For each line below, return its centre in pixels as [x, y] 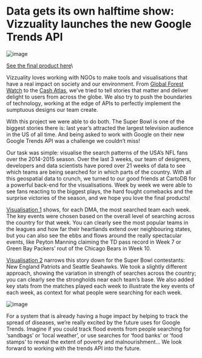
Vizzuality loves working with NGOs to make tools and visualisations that [97, 77]
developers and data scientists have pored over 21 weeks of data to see [96, 165]
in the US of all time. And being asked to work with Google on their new [96, 134]
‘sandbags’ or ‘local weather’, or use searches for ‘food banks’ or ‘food [95, 335]
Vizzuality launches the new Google [99, 24]
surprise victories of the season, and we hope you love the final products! [98, 198]
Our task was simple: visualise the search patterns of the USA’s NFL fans [97, 153]
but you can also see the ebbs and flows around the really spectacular [94, 235]
